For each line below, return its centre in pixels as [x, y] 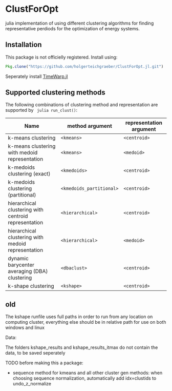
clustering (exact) [29, 174]
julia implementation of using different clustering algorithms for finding [80, 23]
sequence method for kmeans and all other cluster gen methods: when [88, 373]
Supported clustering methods [56, 93]
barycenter [21, 265]
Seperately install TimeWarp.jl [37, 76]
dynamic [18, 259]
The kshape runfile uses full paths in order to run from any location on [79, 317]
